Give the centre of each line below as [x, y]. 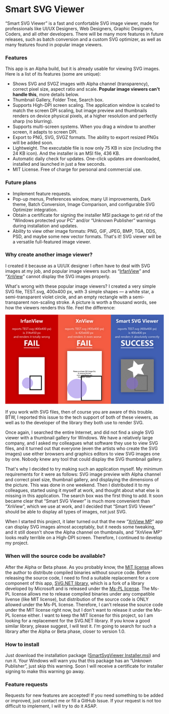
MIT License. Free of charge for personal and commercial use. [77, 169]
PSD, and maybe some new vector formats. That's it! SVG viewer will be [87, 236]
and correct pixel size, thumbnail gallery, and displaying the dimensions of [82, 480]
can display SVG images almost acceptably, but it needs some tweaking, [80, 527]
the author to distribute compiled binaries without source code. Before [78, 572]
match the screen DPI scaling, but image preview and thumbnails [80, 111]
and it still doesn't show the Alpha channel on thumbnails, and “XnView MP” [84, 532]
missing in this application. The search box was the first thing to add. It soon [84, 496]
